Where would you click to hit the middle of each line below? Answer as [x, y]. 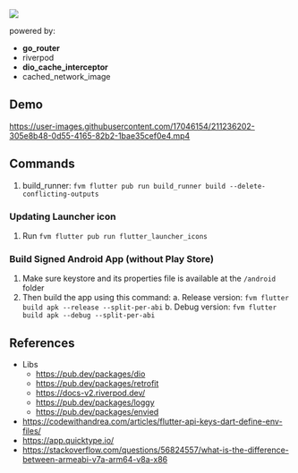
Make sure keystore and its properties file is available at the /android [149, 279]
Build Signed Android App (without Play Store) [112, 258]
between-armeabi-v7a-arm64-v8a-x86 [95, 460]
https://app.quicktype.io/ [68, 441]
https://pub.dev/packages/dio [90, 374]
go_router [41, 48]
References [42, 343]
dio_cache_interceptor [65, 67]
